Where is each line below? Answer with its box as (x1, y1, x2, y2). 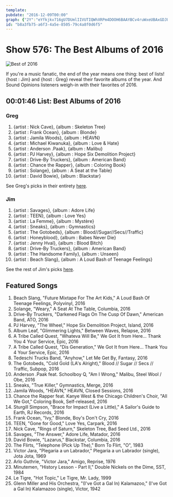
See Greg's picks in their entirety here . (6, 183, 88, 189)
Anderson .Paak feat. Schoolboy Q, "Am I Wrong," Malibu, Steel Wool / (13, 371, 162, 377)
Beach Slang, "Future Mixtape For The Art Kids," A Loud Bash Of (13, 295, 150, 301)
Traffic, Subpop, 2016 (13, 366, 60, 372)
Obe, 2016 (13, 376, 35, 383)
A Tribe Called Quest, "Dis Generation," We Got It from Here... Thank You (13, 343, 168, 350)
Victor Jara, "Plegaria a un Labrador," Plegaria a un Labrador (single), (13, 447, 160, 453)
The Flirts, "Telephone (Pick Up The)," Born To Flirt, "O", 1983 (13, 442, 143, 448)
